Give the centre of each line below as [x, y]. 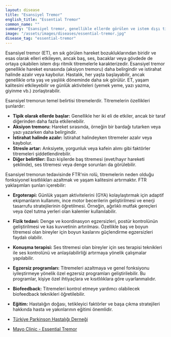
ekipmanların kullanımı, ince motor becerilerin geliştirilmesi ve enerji [84, 200]
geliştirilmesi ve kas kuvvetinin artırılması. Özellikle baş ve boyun [80, 227]
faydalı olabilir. [28, 237]
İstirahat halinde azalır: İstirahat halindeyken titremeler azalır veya [82, 137]
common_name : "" [22, 24]
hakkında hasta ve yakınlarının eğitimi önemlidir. [63, 309]
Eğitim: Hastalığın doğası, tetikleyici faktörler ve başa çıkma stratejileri [86, 304]
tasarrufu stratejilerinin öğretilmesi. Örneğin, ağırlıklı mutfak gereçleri [85, 206]
